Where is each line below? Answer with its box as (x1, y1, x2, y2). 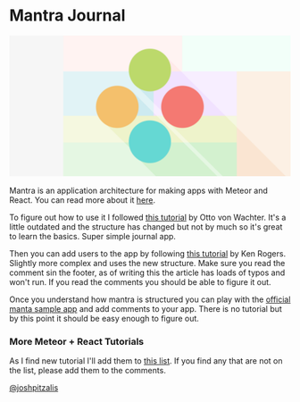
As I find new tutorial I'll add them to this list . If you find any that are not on (9, 356, 283, 366)
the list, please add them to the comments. (9, 365, 167, 376)
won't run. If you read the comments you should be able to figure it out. (9, 276, 271, 287)
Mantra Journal (9, 5, 126, 26)
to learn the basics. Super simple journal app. (9, 230, 177, 241)
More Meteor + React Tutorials (9, 335, 145, 348)
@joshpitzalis (9, 382, 59, 393)
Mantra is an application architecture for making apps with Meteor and (9, 185, 268, 196)
